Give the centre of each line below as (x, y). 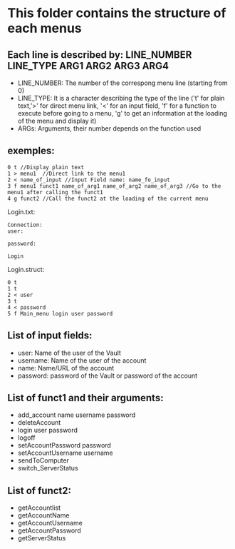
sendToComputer (43, 460)
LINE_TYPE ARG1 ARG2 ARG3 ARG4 (88, 66)
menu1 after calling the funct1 (55, 192)
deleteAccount (39, 423)
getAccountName (43, 515)
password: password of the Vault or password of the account (108, 376)
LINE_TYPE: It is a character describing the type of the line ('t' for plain (121, 98)
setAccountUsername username (65, 453)
